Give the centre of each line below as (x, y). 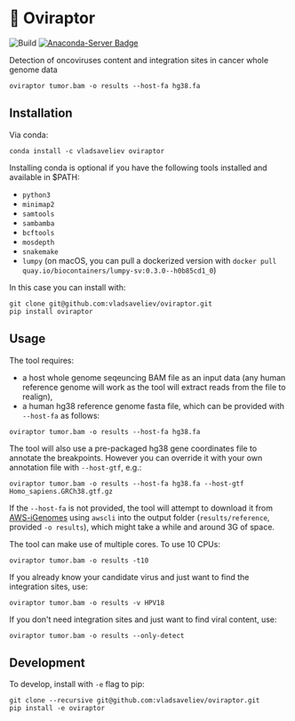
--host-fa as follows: (61, 415)
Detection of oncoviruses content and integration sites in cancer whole (139, 60)
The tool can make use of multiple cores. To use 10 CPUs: (115, 544)
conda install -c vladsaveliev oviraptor (87, 151)
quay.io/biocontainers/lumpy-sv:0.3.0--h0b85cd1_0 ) (119, 270)
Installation (41, 114)
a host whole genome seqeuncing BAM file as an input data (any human (154, 377)
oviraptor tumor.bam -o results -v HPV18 (87, 602)
